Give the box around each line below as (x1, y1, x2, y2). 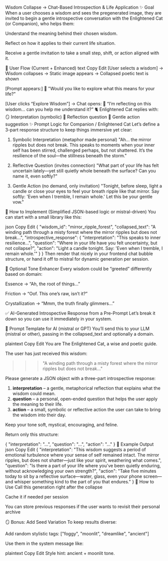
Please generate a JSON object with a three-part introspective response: (5, 376, 156, 381)
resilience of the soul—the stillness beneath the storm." (12, 153, 127, 158)
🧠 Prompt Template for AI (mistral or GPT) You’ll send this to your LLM (5, 326, 149, 332)
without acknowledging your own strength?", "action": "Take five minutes (5, 468, 156, 474)
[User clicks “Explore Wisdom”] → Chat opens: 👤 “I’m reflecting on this (5, 101, 151, 106)
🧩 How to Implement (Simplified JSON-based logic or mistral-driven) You (5, 209, 156, 215)
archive (5, 509, 21, 515)
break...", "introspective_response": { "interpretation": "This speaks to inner (5, 234, 161, 240)
